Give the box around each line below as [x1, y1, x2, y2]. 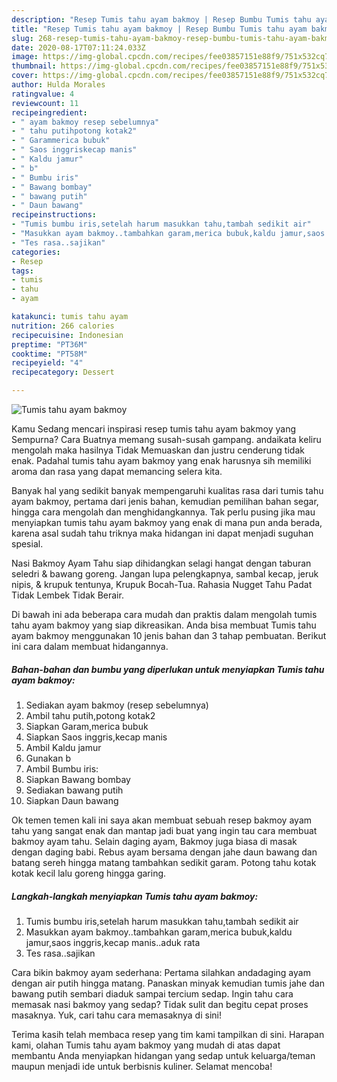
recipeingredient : [11, 107, 88, 118]
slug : [11, 33, 34, 43]
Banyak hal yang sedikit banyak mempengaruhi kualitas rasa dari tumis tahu [11, 485, 324, 496]
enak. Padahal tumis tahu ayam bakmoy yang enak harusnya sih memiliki [11, 455, 312, 466]
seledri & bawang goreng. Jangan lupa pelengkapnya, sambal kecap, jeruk [11, 568, 319, 580]
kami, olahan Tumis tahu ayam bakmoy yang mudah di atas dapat [11, 1039, 281, 1051]
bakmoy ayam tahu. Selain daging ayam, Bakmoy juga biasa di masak [11, 835, 298, 847]
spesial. [11, 538, 44, 550]
